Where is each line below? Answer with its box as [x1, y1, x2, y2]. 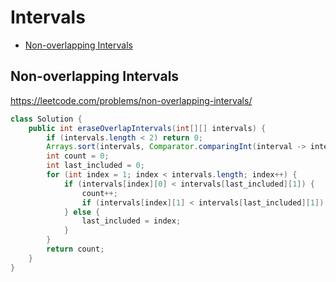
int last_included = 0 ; [46, 161, 145, 171]
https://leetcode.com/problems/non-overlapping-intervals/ [10, 94, 253, 106]
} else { [63, 207, 101, 217]
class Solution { [10, 114, 83, 124]
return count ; [46, 244, 105, 254]
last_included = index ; [81, 216, 182, 226]
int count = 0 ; [46, 151, 110, 161]
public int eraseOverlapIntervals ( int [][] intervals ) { [28, 123, 267, 133]
